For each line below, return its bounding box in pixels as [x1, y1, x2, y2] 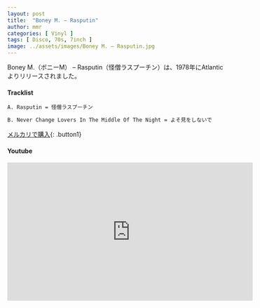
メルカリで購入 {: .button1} [7, 130, 82, 138]
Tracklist [7, 88, 34, 97]
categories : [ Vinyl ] [7, 29, 74, 37]
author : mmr [7, 23, 42, 30]
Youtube [7, 147, 33, 155]
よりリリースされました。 [7, 72, 81, 80]
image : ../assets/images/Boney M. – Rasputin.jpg [7, 43, 156, 50]
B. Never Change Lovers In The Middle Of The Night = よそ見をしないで [7, 116, 212, 123]
